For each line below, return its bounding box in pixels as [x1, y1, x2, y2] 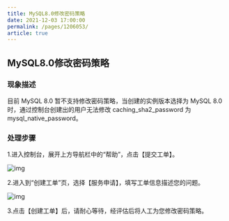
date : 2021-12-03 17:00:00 [7, 17, 86, 24]
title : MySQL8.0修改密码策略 [7, 10, 86, 17]
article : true [7, 29, 49, 37]
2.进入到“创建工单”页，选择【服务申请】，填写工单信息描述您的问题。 [7, 179, 204, 187]
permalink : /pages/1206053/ [7, 23, 89, 30]
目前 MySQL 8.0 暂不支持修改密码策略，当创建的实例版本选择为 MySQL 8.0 [7, 97, 223, 105]
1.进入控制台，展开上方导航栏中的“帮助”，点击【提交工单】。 [7, 150, 179, 158]
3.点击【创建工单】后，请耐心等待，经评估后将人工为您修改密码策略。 [7, 206, 208, 215]
